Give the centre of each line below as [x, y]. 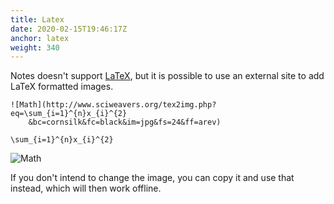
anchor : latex [40, 38]
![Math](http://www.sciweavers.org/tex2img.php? [113, 105]
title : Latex [37, 19]
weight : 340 [35, 47]
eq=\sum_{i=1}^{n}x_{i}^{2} [69, 114]
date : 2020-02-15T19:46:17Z [69, 29]
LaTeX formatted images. [62, 87]
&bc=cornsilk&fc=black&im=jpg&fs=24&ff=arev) [125, 122]
